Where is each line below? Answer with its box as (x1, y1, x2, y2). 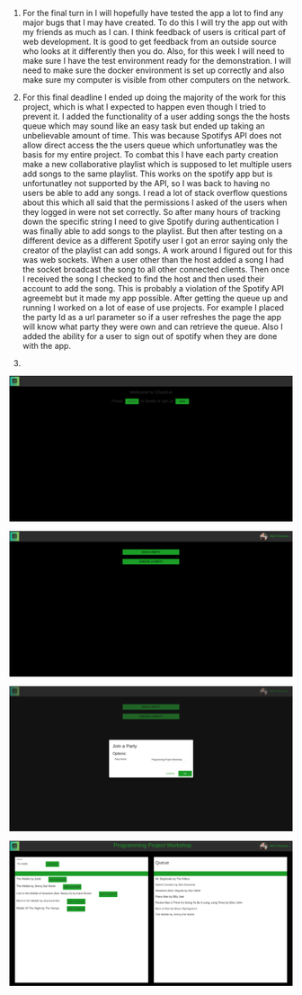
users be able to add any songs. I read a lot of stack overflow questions (22, 188, 288, 198)
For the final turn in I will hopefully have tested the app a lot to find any (22, 8, 284, 18)
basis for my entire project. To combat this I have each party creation (22, 149, 279, 160)
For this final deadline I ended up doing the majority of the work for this (22, 92, 287, 103)
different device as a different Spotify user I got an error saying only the (22, 236, 289, 246)
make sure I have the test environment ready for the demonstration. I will (22, 56, 292, 66)
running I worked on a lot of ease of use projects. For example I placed (22, 302, 285, 313)
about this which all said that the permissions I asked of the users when (22, 197, 288, 208)
